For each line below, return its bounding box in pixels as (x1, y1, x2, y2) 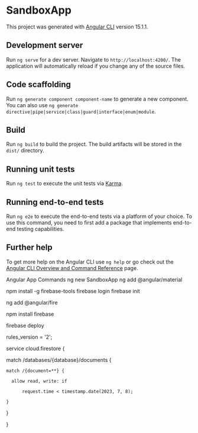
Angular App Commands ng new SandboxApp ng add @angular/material (6, 276, 183, 283)
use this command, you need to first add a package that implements (6, 219, 172, 226)
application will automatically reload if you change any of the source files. (6, 62, 185, 69)
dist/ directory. (6, 147, 44, 154)
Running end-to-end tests (6, 197, 104, 207)
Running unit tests (6, 164, 75, 174)
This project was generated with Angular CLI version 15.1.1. (6, 23, 149, 30)
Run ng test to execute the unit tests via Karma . (6, 180, 123, 187)
